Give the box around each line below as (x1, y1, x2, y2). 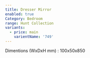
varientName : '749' (14, 35, 54, 39)
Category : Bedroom (5, 16, 43, 21)
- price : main (9, 30, 38, 35)
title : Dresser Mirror (5, 7, 52, 12)
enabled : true (5, 12, 34, 17)
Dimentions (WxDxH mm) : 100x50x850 (5, 47, 85, 54)
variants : (5, 25, 26, 30)
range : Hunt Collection (5, 20, 54, 26)
